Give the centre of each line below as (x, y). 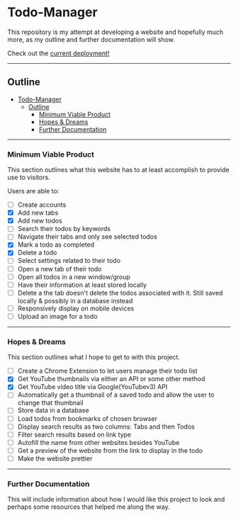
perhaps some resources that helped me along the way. (89, 507)
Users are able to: (33, 191)
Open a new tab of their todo (59, 269)
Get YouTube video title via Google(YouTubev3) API (92, 387)
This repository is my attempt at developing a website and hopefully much (115, 32)
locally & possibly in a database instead (75, 300)
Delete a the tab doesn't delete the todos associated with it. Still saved (120, 293)
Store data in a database (53, 410)
